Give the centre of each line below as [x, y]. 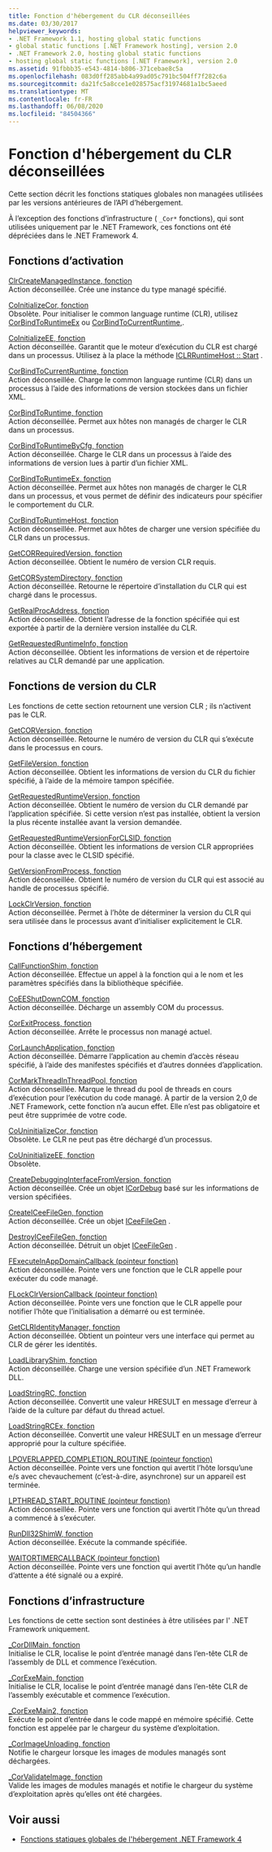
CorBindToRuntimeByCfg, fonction [66, 445]
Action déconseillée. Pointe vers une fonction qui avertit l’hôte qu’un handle [135, 1567]
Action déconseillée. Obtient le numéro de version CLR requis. [112, 562]
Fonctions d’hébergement [76, 946]
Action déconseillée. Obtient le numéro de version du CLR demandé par [129, 805]
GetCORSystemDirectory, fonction [66, 577]
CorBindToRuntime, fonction [56, 412]
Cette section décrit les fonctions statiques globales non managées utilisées [136, 194]
